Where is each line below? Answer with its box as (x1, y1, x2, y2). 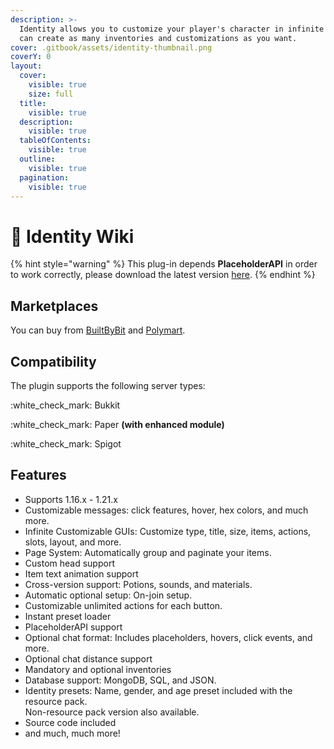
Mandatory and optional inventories (24, 663, 172, 675)
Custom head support (24, 557, 115, 569)
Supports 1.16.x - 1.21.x (24, 493, 118, 505)
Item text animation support (24, 567, 139, 580)
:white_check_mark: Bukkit (10, 399, 121, 411)
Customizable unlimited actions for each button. (24, 599, 223, 611)
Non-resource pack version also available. (24, 706, 200, 718)
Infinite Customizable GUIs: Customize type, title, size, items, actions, (24, 525, 312, 537)
